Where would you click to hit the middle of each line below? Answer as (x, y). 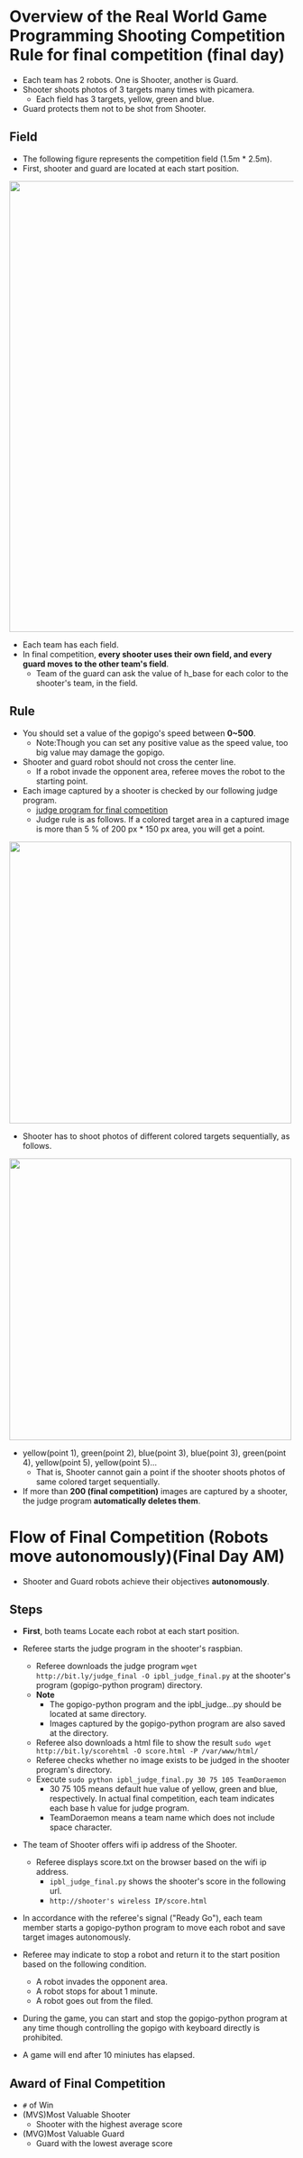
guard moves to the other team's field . (96, 664)
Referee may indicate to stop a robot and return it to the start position (151, 1955)
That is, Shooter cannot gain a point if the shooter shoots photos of (161, 1472)
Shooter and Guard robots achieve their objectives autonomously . (146, 1581)
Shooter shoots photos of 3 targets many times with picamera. (138, 89)
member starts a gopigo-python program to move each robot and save (154, 1928)
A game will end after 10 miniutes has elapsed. (109, 2055)
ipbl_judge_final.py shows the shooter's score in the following (168, 1881)
